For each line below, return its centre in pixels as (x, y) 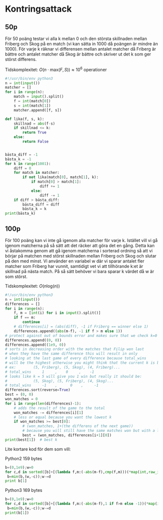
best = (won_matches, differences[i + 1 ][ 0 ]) (67, 435)
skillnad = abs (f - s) (34, 123)
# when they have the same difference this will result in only (71, 354)
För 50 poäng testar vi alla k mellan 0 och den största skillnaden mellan (76, 38)
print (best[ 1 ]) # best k (31, 440)
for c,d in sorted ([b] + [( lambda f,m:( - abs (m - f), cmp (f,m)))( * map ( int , (77, 472)
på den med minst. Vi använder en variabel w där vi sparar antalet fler (75, 261)
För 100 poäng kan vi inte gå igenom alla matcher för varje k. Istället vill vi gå (81, 240)
